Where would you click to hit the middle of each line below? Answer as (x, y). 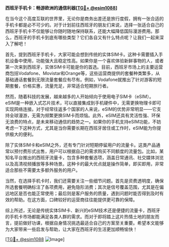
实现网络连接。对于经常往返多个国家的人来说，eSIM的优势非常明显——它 (81, 109)
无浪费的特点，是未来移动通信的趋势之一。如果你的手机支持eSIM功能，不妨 (83, 122)
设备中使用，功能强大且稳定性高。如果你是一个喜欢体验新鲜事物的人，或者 (87, 61)
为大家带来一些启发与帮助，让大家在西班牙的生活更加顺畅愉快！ (71, 229)
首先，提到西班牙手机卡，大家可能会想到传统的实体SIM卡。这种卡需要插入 (82, 54)
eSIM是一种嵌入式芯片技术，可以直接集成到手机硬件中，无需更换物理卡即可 (83, 103)
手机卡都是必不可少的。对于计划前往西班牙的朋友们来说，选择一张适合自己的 (84, 25)
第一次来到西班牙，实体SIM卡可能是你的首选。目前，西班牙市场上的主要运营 (84, 67)
